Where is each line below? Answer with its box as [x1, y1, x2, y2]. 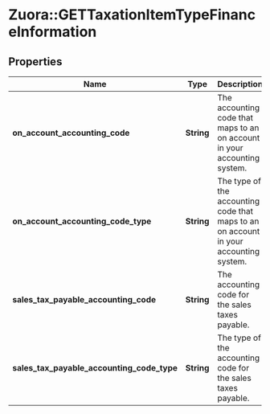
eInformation [8, 23, 97, 41]
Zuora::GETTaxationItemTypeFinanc [8, 6, 256, 24]
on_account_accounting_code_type [12, 215, 152, 227]
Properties [8, 55, 63, 68]
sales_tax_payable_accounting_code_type [12, 363, 178, 373]
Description [216, 79, 264, 89]
